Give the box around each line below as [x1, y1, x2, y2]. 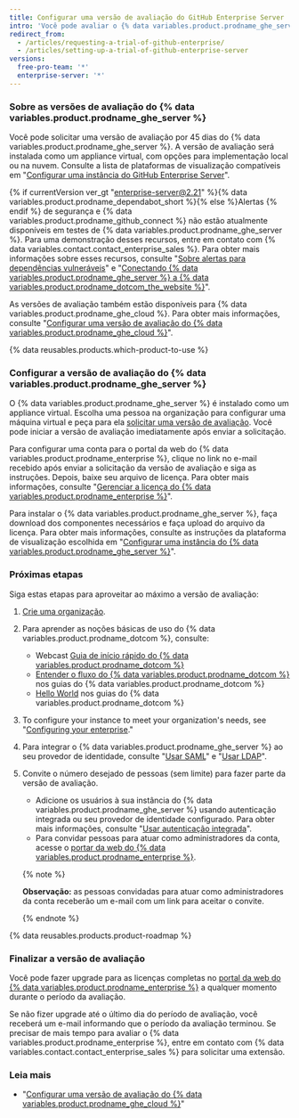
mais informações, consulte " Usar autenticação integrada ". [35, 823, 252, 834]
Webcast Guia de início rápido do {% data [35, 649, 190, 660]
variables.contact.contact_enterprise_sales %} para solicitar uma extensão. [9, 1046, 286, 1057]
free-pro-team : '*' [17, 63, 90, 72]
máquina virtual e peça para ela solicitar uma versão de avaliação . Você [9, 417, 273, 428]
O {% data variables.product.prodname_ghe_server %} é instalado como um [9, 398, 289, 409]
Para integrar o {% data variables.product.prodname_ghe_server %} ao [21, 741, 283, 752]
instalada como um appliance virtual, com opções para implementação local [9, 151, 289, 161]
